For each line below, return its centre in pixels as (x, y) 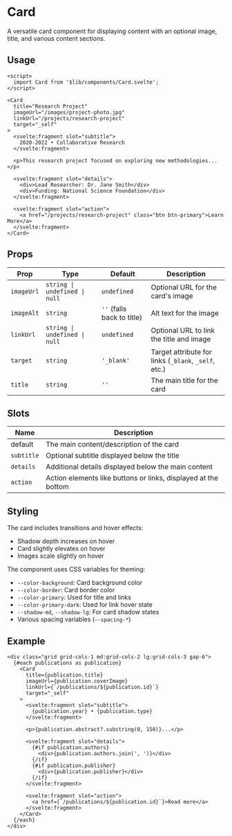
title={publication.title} (64, 675)
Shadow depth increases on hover (66, 541)
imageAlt (25, 313)
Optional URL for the (184, 287)
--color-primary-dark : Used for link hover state (85, 605)
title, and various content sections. (56, 38)
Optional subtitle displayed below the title (113, 456)
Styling (23, 511)
